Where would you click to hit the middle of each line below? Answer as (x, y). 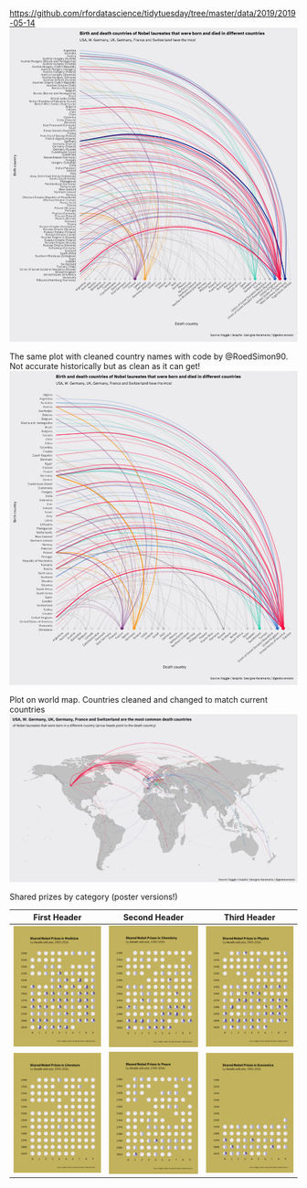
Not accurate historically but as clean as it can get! (105, 366)
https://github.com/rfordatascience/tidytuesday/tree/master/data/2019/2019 (153, 13)
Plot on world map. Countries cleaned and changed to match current (138, 700)
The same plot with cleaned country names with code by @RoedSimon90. (149, 356)
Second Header (153, 917)
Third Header (249, 917)
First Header (58, 917)
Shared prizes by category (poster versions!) (94, 897)
